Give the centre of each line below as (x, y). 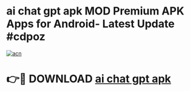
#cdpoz (26, 37)
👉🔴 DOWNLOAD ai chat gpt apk (89, 79)
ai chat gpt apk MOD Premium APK (95, 11)
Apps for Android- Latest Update (90, 24)
